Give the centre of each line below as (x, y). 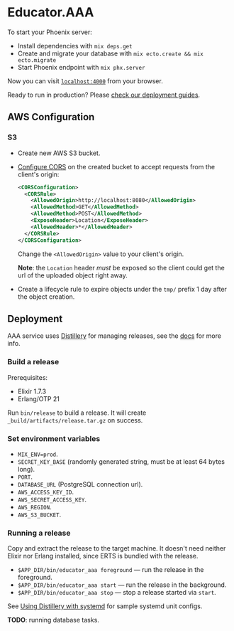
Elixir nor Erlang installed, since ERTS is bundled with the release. (103, 556)
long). (26, 469)
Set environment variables (54, 438)
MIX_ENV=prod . (38, 454)
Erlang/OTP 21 (39, 398)
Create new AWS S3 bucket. (59, 153)
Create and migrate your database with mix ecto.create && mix (110, 53)
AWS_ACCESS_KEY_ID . (46, 492)
